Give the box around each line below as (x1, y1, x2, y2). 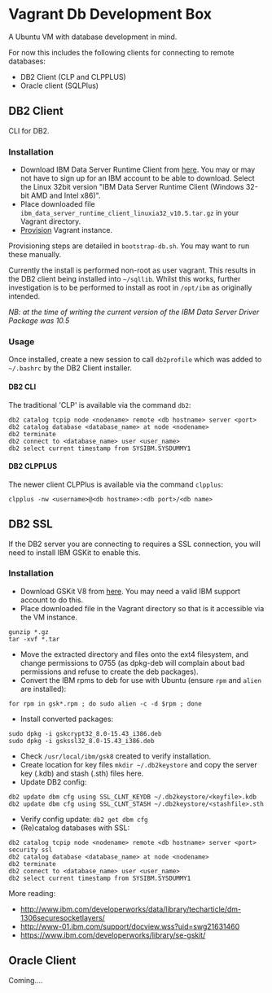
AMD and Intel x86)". (31, 190, 101, 200)
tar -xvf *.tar (8, 635, 60, 643)
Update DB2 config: (20, 776, 87, 786)
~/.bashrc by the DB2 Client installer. (8, 363, 133, 373)
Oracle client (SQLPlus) (20, 81, 99, 90)
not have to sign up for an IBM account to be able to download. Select (20, 173, 255, 183)
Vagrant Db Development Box (8, 5, 212, 24)
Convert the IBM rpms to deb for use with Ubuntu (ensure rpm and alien (20, 675, 262, 685)
